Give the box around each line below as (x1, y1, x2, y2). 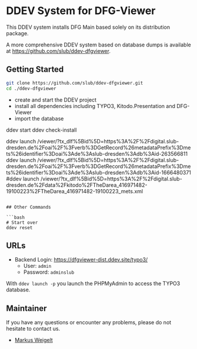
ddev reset (6, 224, 33, 230)
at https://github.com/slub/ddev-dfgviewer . (6, 47, 111, 54)
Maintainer (6, 303, 47, 313)
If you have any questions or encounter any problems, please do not (6, 319, 172, 326)
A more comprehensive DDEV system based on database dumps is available (6, 41, 191, 48)
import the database (14, 115, 64, 122)
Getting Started (6, 65, 64, 75)
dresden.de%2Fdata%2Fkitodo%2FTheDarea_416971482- (6, 181, 148, 189)
